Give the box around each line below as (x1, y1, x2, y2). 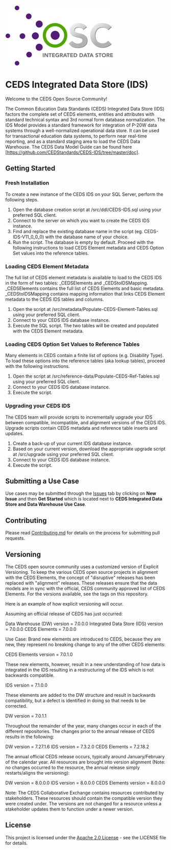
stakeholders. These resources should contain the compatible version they (5, 795, 162, 801)
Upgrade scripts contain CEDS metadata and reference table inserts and (5, 425, 158, 431)
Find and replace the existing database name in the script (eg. (12, 228, 143, 234)
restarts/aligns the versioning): (5, 770, 70, 776)
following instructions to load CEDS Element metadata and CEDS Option (12, 244, 164, 251)
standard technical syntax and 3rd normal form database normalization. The (5, 116, 165, 122)
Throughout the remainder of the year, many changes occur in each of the (5, 722, 162, 729)
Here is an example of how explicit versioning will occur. (5, 600, 124, 607)
